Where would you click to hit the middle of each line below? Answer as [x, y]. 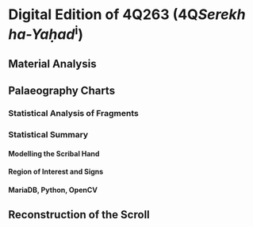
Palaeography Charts [62, 91]
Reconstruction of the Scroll [79, 215]
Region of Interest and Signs [56, 171]
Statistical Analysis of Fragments [73, 113]
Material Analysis [52, 64]
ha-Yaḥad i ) [46, 33]
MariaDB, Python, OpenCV [53, 190]
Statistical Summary [48, 135]
